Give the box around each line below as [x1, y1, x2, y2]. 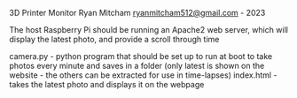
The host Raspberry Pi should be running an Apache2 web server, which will [9, 25, 288, 34]
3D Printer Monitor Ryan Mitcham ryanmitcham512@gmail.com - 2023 [9, 8, 266, 18]
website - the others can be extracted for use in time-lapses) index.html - [9, 70, 277, 80]
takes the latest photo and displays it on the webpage [9, 79, 205, 89]
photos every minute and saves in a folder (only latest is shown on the [9, 61, 265, 71]
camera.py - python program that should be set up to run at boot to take [9, 51, 273, 61]
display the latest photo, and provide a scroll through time [9, 34, 220, 44]
